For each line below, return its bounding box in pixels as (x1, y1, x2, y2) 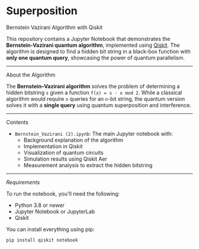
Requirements (6, 178, 40, 186)
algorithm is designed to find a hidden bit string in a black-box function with (6, 47, 191, 55)
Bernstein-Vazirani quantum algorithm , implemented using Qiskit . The (6, 41, 180, 49)
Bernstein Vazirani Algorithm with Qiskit (6, 24, 103, 31)
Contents (6, 119, 28, 126)
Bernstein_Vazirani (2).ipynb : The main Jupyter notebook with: (14, 130, 173, 137)
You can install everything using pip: (6, 225, 95, 232)
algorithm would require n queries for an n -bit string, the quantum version (6, 95, 185, 102)
